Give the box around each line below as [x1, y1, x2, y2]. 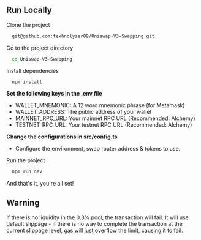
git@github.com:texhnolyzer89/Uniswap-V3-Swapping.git [12, 33, 155, 39]
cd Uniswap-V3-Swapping [12, 56, 72, 62]
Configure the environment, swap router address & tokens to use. [15, 145, 181, 152]
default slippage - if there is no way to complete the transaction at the [6, 220, 183, 228]
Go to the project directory [6, 44, 74, 51]
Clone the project [6, 21, 50, 28]
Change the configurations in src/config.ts [6, 133, 118, 140]
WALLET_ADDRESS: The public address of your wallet [15, 108, 152, 116]
